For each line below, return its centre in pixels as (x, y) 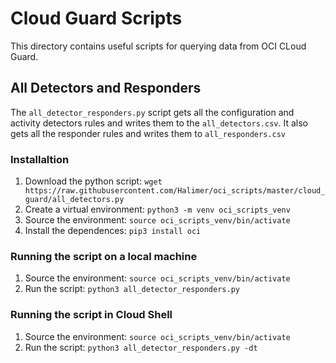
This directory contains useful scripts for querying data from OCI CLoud (158, 46)
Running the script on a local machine (104, 256)
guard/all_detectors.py (74, 200)
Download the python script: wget (93, 181)
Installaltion (40, 159)
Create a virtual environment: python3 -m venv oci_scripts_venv (157, 209)
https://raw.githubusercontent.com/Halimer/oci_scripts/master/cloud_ (175, 191)
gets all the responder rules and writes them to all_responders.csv (148, 133)
